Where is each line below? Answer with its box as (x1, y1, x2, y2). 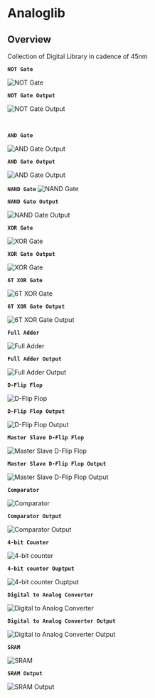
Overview (7, 33, 52, 45)
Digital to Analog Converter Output (7, 618, 116, 625)
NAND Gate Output (7, 198, 59, 205)
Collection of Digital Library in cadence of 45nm (7, 52, 148, 60)
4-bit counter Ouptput (7, 565, 75, 572)
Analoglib (7, 5, 65, 21)
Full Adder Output (7, 355, 62, 363)
